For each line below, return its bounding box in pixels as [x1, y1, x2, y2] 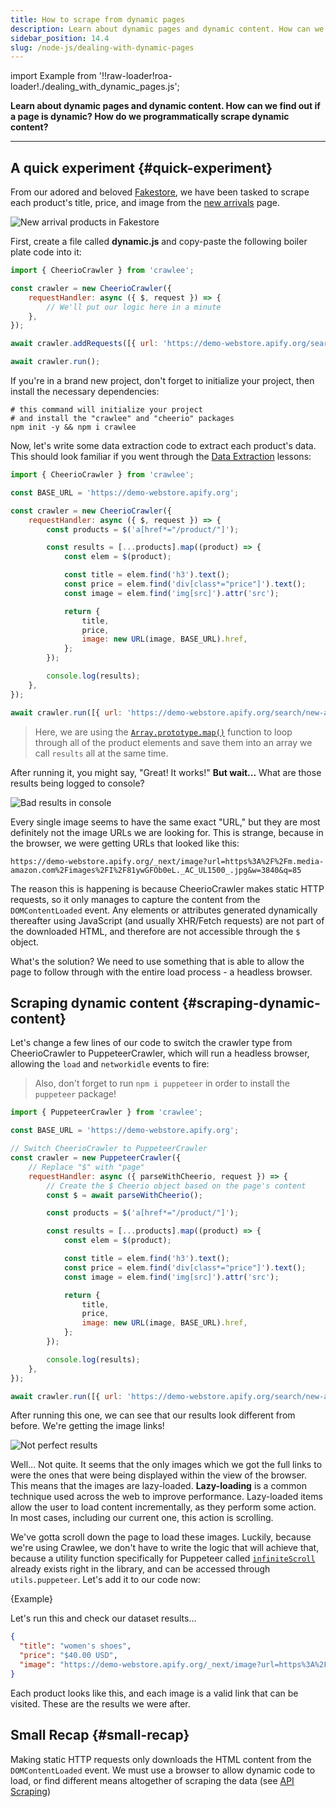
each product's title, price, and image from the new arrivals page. [10, 197, 280, 209]
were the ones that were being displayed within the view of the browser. [10, 1469, 308, 1481]
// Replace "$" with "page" [28, 1162, 145, 1172]
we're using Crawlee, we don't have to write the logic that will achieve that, [10, 1542, 320, 1554]
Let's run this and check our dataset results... [10, 1612, 197, 1625]
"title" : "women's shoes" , [19, 1641, 132, 1651]
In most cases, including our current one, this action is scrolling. [10, 1512, 274, 1524]
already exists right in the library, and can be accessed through [10, 1563, 271, 1575]
